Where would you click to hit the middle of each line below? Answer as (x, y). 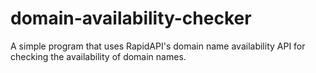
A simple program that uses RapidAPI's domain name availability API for (158, 46)
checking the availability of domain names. (98, 56)
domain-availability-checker (131, 18)
